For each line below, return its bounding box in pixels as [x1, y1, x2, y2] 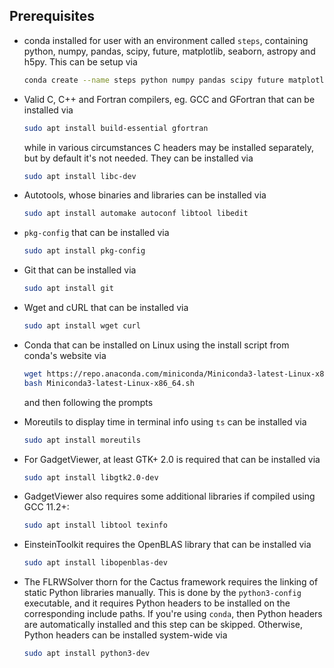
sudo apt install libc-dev [23, 171, 137, 181]
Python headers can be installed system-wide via [23, 629, 228, 641]
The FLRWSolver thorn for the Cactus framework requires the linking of [23, 576, 319, 588]
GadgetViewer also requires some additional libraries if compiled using [23, 490, 316, 503]
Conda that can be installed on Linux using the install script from [23, 339, 290, 351]
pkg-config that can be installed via [23, 227, 170, 239]
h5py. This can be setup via [23, 55, 138, 68]
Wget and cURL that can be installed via [23, 302, 189, 314]
